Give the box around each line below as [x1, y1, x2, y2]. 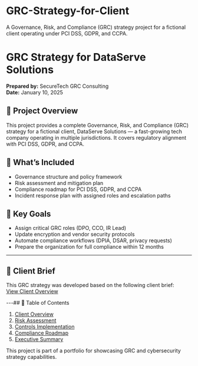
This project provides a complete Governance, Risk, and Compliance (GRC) [6, 121, 189, 128]
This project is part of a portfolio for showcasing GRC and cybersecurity [6, 347, 181, 354]
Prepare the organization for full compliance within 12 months [14, 243, 164, 250]
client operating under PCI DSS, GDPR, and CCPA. [6, 29, 128, 37]
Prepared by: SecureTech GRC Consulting [6, 83, 109, 90]
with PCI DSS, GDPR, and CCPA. [6, 140, 84, 147]
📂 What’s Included [6, 157, 75, 167]
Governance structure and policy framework [14, 173, 123, 180]
